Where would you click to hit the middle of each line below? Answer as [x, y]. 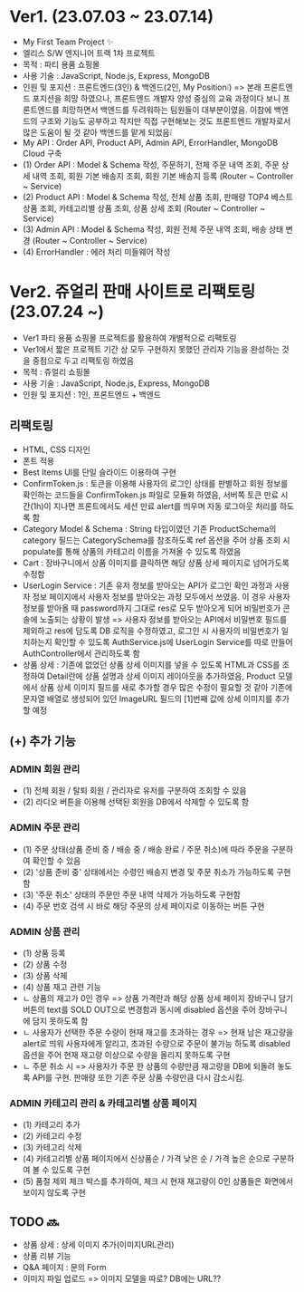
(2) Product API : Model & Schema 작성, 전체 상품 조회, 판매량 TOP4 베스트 [158, 197]
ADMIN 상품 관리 [45, 931]
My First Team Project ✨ [68, 42]
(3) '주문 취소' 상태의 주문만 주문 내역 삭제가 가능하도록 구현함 [132, 894]
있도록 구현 [71, 1170]
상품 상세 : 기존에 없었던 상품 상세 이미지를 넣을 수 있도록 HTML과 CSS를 [151, 664]
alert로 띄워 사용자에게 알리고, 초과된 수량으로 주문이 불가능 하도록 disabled [157, 1043]
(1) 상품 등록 [44, 952]
